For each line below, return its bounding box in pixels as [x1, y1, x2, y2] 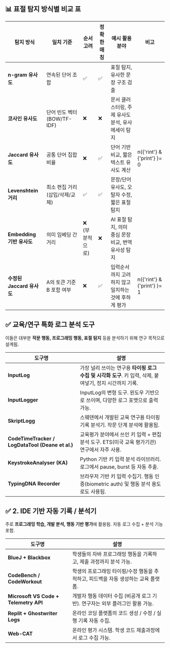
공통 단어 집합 [46, 151, 77, 158]
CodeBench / [8, 572, 40, 579]
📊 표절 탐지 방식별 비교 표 [5, 5, 81, 14]
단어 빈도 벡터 [46, 109, 77, 116]
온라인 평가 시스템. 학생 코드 [72, 627, 136, 634]
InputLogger [8, 396, 38, 403]
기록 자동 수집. [78, 617, 111, 624]
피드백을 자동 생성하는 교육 [89, 575, 149, 583]
